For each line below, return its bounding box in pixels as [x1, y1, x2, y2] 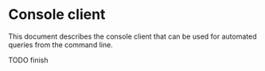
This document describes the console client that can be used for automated [8, 32, 257, 41]
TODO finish [8, 55, 49, 65]
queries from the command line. [8, 39, 113, 49]
